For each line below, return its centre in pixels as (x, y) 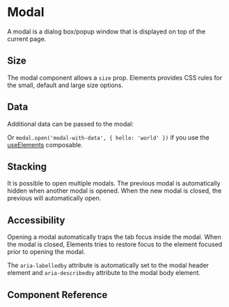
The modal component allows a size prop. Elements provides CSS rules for (115, 77)
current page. (27, 38)
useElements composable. (45, 144)
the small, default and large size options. (65, 85)
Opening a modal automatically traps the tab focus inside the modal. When (114, 237)
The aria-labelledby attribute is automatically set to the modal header (108, 265)
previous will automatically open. (54, 198)
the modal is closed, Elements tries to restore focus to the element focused (115, 244)
